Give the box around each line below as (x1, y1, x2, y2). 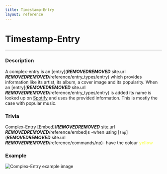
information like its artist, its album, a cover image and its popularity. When (5, 79, 158, 85)
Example (5, 152, 27, 159)
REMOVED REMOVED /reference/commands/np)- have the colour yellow (5, 140, 153, 146)
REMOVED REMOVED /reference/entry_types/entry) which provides (5, 74, 142, 80)
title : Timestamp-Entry (5, 7, 55, 12)
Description (5, 57, 34, 64)
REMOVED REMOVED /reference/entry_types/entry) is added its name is (5, 89, 152, 95)
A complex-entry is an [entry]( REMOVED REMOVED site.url (5, 68, 126, 75)
